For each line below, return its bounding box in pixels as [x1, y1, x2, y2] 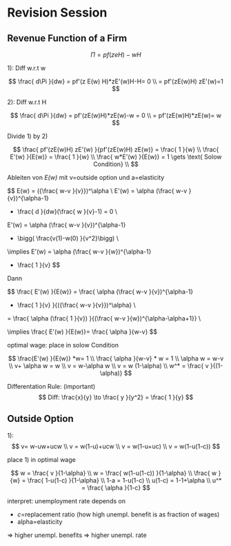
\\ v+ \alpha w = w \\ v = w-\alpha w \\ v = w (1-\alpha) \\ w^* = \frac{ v [8, 362, 209, 370]
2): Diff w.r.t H [7, 98, 47, 106]
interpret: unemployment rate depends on [7, 496, 126, 505]
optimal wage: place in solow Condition [7, 341, 119, 349]
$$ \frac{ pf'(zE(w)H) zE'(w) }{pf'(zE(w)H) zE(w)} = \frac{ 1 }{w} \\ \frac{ [12, 145, 219, 153]
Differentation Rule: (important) [7, 383, 96, 390]
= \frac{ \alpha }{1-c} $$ [81, 483, 150, 492]
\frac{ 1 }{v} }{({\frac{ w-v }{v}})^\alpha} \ [17, 301, 136, 309]
